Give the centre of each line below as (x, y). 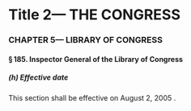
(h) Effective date (38, 77)
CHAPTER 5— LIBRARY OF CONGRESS (86, 40)
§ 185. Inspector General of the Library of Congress (96, 59)
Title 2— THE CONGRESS (94, 15)
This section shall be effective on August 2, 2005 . (92, 97)
